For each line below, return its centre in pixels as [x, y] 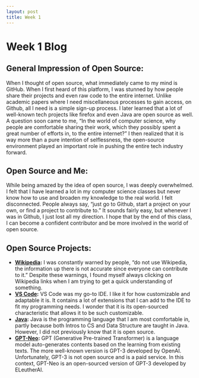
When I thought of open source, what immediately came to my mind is [92, 83]
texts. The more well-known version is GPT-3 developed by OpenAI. [98, 351]
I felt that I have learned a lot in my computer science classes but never [94, 191]
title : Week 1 [24, 17]
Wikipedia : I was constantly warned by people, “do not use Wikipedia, [101, 263]
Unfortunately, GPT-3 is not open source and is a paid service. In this [99, 357]
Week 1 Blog [37, 47]
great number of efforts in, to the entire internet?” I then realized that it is [95, 133]
